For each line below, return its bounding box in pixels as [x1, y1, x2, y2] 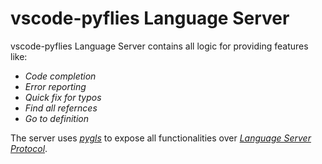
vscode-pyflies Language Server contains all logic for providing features [10, 40, 309, 52]
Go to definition [24, 112, 89, 124]
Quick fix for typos [24, 91, 102, 103]
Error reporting [24, 80, 87, 92]
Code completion [24, 70, 97, 82]
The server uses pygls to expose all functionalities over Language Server [10, 132, 312, 144]
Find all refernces [24, 102, 98, 114]
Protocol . [10, 142, 48, 154]
